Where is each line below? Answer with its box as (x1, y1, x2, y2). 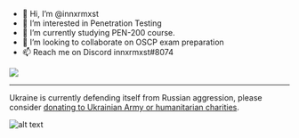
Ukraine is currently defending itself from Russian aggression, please (9, 93, 263, 102)
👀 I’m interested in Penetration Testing (21, 18, 162, 28)
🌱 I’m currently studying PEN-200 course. (21, 28, 175, 37)
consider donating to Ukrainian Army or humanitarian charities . (9, 102, 240, 112)
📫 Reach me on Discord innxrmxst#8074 (21, 47, 174, 57)
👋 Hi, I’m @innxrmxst (21, 9, 100, 19)
